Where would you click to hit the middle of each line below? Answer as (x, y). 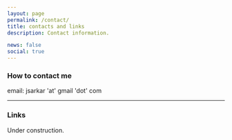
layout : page (26, 13)
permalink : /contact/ (38, 20)
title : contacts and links (46, 26)
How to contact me (40, 75)
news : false (24, 46)
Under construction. (36, 130)
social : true (26, 52)
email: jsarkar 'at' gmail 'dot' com (55, 91)
